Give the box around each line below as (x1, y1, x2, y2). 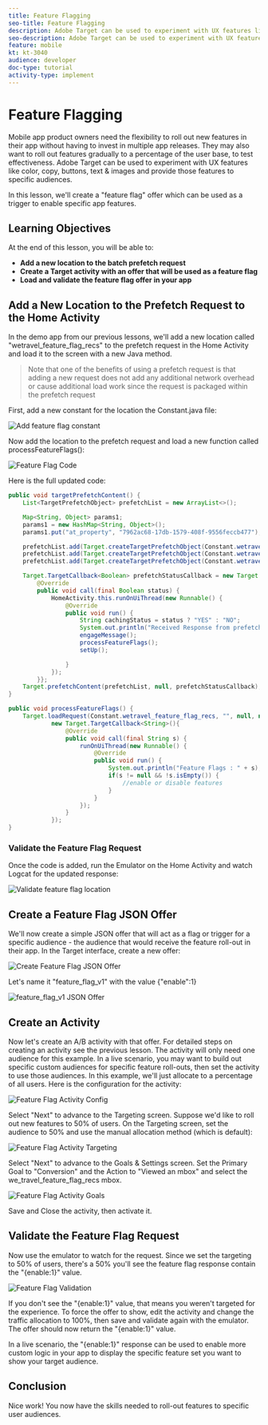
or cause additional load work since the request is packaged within (27, 381, 249, 392)
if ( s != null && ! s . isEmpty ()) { (108, 772, 219, 780)
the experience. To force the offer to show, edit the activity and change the (8, 1307, 254, 1316)
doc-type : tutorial (8, 64, 73, 72)
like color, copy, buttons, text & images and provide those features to (8, 165, 235, 176)
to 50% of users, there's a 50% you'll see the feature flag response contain (8, 1259, 256, 1268)
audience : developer (8, 57, 77, 65)
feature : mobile (8, 42, 62, 50)
